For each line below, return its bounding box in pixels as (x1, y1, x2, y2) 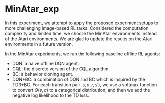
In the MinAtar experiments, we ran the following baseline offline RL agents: (5, 51, 160, 57)
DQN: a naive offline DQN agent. (12, 60, 79, 66)
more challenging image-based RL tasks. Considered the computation (5, 25, 149, 31)
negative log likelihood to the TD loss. (12, 92, 89, 98)
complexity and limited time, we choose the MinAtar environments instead (5, 30, 157, 36)
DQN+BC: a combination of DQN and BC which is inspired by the (12, 76, 145, 82)
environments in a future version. (5, 41, 73, 47)
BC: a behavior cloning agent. (12, 71, 74, 77)
